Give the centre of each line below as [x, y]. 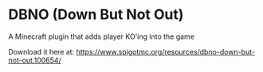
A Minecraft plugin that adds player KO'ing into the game [102, 36]
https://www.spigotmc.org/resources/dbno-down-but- [165, 51]
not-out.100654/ [35, 60]
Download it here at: [41, 51]
